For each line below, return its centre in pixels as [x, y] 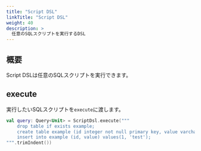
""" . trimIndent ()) [29, 143]
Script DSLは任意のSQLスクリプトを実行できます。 [69, 75]
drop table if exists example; [56, 126]
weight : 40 [20, 23]
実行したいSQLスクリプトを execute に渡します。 [65, 109]
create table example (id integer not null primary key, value [98, 132]
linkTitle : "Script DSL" [37, 17]
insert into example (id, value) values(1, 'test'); [84, 137]
